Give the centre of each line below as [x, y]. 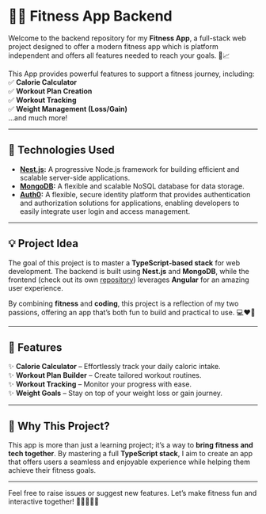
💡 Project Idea [44, 244]
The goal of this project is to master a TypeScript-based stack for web [124, 263]
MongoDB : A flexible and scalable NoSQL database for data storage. [132, 186]
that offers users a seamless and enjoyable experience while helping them [129, 462]
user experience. [36, 287]
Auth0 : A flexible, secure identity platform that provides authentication [135, 194]
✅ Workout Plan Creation [50, 91]
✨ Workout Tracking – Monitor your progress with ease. [100, 384]
